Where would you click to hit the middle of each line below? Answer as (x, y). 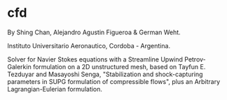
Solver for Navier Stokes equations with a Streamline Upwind (95, 59)
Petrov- (195, 59)
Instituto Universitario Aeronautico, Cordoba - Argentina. (89, 45)
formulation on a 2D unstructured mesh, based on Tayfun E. (119, 66)
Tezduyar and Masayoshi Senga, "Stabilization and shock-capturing (105, 74)
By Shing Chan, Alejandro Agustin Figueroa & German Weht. (94, 32)
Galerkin (19, 66)
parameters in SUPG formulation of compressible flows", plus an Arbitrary (114, 81)
